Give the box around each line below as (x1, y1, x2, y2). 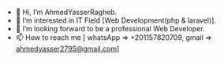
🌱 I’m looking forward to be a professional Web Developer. (15, 24, 205, 33)
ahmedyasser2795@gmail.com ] (15, 44, 120, 53)
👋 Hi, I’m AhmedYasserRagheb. (15, 8, 118, 16)
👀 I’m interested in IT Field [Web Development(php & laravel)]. (15, 16, 217, 25)
